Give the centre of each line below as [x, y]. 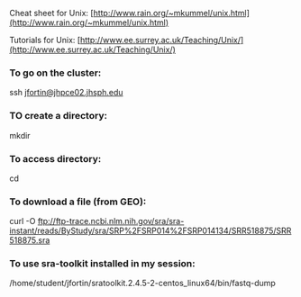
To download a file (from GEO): [78, 202]
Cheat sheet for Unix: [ [51, 13]
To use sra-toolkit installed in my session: [102, 264]
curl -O [23, 221]
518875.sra [30, 240]
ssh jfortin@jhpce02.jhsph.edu [66, 93]
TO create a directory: [59, 116]
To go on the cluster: [55, 73]
